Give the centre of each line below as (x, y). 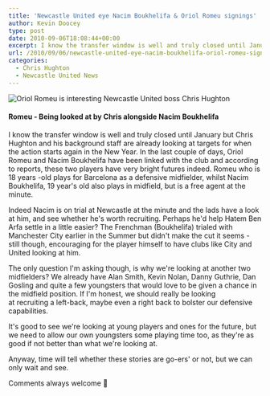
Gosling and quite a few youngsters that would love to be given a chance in (133, 285)
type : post (27, 31)
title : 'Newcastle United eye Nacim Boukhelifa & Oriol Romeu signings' (133, 16)
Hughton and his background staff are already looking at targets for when (130, 143)
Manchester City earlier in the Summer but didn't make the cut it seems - (129, 235)
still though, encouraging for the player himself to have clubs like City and (130, 244)
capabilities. (28, 311)
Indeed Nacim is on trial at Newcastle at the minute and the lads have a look (134, 210)
